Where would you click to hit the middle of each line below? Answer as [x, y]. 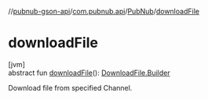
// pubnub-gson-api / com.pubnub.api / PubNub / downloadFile [104, 11]
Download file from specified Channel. [70, 87]
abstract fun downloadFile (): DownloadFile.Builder [89, 73]
